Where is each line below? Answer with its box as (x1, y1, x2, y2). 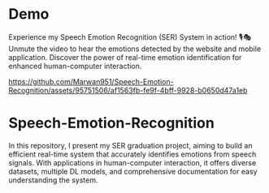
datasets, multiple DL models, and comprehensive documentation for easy (8, 166, 258, 176)
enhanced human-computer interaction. (8, 61, 142, 71)
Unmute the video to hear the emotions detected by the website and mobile (8, 44, 262, 54)
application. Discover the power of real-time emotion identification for (8, 52, 242, 62)
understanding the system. (8, 175, 98, 185)
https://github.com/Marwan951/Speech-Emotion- (8, 76, 174, 86)
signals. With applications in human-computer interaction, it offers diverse (8, 157, 257, 167)
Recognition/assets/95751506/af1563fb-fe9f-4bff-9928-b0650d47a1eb (8, 85, 248, 95)
